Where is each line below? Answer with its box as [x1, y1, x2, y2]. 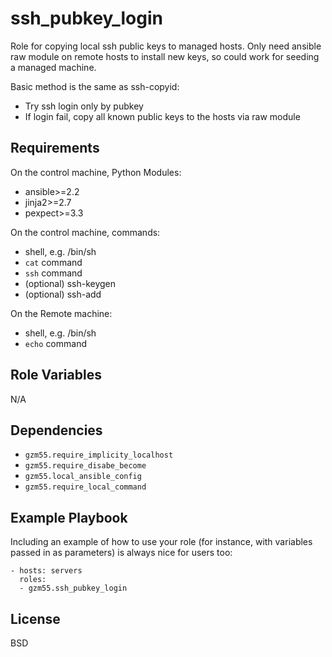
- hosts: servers [10, 566, 83, 576]
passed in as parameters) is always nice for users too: [10, 547, 233, 559]
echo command [24, 337, 87, 349]
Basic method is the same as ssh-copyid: [10, 80, 180, 92]
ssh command [24, 267, 83, 279]
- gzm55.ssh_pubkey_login [19, 583, 128, 594]
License [10, 610, 61, 627]
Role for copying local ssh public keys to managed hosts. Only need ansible [10, 40, 322, 52]
